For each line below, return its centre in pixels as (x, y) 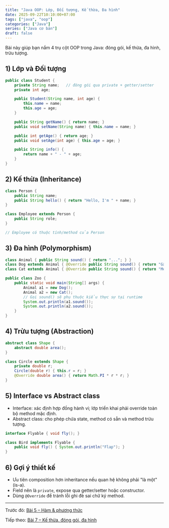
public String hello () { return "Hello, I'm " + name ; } (75, 200)
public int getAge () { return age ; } (54, 136)
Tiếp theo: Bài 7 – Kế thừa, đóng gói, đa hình (51, 520)
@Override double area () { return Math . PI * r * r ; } (72, 376)
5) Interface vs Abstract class (53, 396)
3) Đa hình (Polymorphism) (48, 248)
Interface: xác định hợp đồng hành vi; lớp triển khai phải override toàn (85, 408)
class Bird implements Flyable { (40, 442)
